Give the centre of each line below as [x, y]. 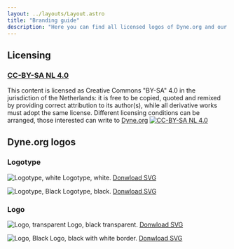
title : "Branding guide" [43, 20]
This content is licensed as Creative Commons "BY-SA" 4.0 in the [102, 90]
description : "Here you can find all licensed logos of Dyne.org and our [117, 27]
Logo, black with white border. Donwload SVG [116, 238]
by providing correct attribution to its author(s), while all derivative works [112, 105]
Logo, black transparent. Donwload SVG [125, 224]
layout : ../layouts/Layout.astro [56, 14]
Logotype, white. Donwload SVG [109, 177]
